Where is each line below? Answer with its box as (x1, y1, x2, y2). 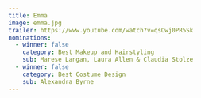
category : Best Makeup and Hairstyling (22, 48, 155, 56)
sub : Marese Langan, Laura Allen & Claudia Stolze (22, 56, 194, 64)
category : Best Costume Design (22, 70, 126, 78)
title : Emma (8, 11, 48, 20)
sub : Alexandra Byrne (22, 77, 94, 85)
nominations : (8, 33, 52, 42)
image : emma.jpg (8, 19, 62, 27)
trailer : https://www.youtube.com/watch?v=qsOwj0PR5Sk (8, 26, 194, 34)
